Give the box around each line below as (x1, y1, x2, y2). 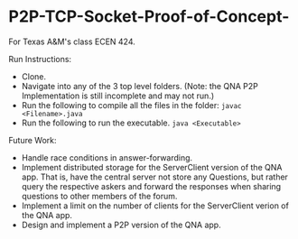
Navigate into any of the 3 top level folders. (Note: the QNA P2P (21, 80, 258, 91)
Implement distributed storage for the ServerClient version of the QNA (21, 161, 283, 172)
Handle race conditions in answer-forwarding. (21, 152, 193, 163)
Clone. (21, 70, 47, 82)
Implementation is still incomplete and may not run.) (21, 90, 215, 101)
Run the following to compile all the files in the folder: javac (21, 99, 242, 110)
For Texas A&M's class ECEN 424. (8, 36, 136, 47)
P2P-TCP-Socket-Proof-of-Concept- (8, 6, 290, 27)
